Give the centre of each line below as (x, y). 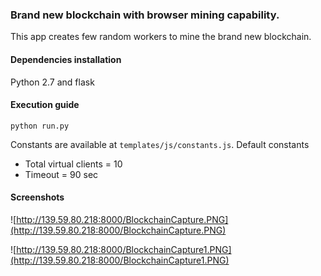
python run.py (40, 126)
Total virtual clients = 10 (73, 164)
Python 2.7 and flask (52, 82)
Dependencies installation (66, 59)
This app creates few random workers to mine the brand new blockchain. (161, 37)
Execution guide (45, 105)
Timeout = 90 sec (61, 174)
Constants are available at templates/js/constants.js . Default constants (160, 144)
